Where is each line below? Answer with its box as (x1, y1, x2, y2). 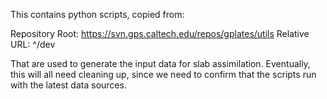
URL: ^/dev (10, 39, 56, 50)
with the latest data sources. (10, 79, 127, 91)
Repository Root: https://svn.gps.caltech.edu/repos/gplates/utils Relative (10, 28, 310, 39)
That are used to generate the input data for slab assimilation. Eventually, (10, 58, 311, 69)
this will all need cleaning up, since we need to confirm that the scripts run (10, 69, 317, 80)
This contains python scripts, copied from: (10, 9, 185, 20)
